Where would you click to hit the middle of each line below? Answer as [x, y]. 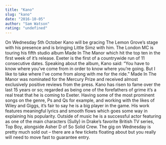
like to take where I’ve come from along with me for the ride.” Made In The [81, 74]
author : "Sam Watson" [28, 24]
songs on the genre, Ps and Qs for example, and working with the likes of [80, 100]
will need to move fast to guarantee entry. [48, 138]
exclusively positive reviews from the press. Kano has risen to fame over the [83, 84]
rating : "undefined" [27, 28]
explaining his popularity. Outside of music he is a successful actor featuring [83, 116]
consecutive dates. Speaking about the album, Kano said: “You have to [77, 64]
